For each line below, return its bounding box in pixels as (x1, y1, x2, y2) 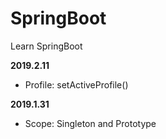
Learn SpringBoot (10, 40, 83, 52)
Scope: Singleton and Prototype (24, 117, 157, 129)
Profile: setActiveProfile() (24, 78, 129, 91)
